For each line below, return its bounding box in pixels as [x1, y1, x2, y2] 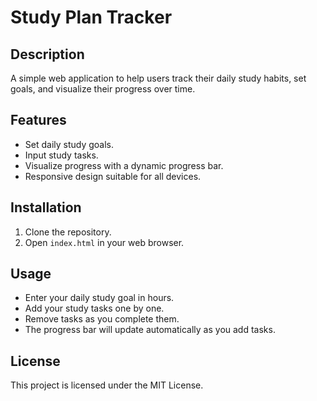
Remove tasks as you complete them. [24, 313, 180, 325]
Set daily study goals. [24, 138, 115, 150]
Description [10, 46, 85, 63]
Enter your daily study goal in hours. [24, 292, 175, 304]
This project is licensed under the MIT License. [10, 379, 204, 391]
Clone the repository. [24, 226, 112, 238]
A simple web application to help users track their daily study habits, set [10, 72, 307, 84]
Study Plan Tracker [10, 6, 173, 29]
